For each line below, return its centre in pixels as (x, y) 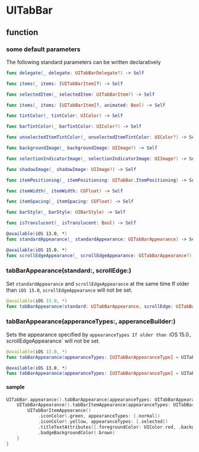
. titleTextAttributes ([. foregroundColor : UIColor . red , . (110, 427)
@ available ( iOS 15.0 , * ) (37, 250)
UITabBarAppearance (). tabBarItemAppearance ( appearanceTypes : (94, 405)
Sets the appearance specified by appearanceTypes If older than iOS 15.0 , (99, 334)
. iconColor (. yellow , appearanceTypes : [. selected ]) (103, 422)
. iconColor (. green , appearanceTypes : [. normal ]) (99, 416)
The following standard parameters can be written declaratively (84, 62)
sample (15, 387)
